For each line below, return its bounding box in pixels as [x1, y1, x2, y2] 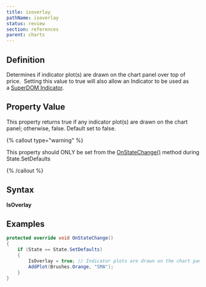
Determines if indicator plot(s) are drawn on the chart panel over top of [6, 71, 186, 78]
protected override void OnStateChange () [6, 235, 114, 242]
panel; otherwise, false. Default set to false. [6, 124, 116, 132]
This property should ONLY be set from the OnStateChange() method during [6, 148, 200, 155]
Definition [6, 55, 45, 65]
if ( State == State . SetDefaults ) [17, 246, 103, 253]
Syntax [6, 185, 34, 195]
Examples [6, 219, 45, 229]
